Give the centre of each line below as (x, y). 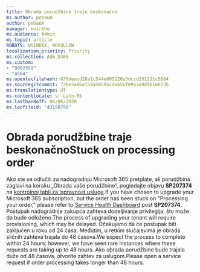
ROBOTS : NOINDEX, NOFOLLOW (40, 46)
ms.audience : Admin (31, 34)
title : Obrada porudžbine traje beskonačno (62, 12)
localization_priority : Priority (48, 51)
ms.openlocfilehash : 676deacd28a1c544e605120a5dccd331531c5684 (88, 79)
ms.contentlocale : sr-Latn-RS (44, 96)
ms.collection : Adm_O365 (37, 57)
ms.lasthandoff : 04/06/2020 (42, 101)
